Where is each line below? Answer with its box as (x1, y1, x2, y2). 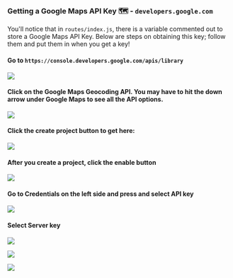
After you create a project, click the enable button (7, 158, 157, 166)
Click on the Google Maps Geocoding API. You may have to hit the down (7, 88, 223, 96)
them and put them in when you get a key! (7, 40, 130, 48)
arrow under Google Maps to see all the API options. (7, 95, 164, 104)
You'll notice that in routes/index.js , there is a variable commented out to (7, 25, 223, 33)
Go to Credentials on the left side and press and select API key (7, 190, 194, 198)
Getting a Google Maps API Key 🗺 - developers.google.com (7, 6, 214, 16)
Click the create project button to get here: (7, 127, 135, 135)
